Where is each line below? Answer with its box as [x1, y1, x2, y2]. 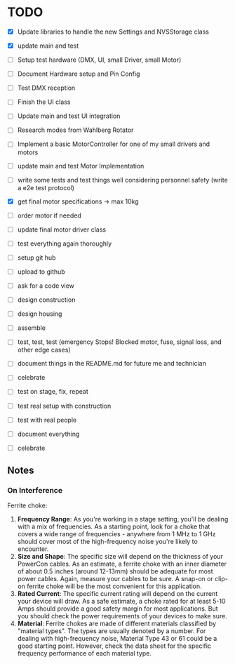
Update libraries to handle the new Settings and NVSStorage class [17, 27, 209, 36]
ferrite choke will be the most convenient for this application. [27, 582, 202, 590]
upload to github [17, 267, 65, 276]
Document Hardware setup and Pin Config [17, 69, 140, 78]
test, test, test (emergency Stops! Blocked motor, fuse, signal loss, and [17, 338, 222, 346]
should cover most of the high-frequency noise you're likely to [17, 538, 198, 546]
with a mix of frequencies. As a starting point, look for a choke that [17, 522, 210, 531]
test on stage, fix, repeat [17, 387, 89, 396]
